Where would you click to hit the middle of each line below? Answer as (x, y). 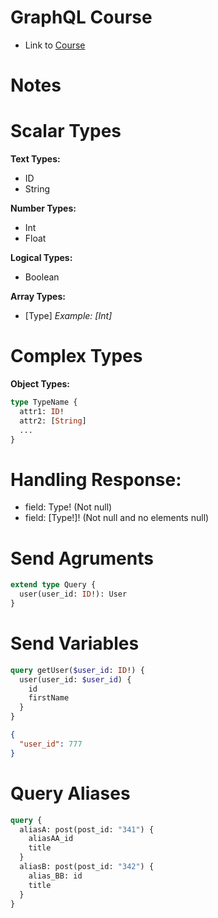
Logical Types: (41, 258)
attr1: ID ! (42, 411)
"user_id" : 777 (51, 744)
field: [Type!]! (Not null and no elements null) (117, 518)
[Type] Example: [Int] (68, 316)
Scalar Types (66, 131)
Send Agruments (82, 558)
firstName (49, 698)
